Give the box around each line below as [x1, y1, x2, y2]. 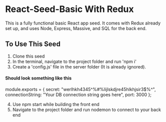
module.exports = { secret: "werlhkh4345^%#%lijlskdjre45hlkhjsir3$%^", [5, 86, 156, 92]
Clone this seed [12, 53, 45, 59]
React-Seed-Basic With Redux [5, 3, 134, 15]
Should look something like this [5, 75, 72, 81]
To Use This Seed [5, 40, 61, 48]
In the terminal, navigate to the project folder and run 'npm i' [12, 58, 136, 64]
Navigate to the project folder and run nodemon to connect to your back [12, 106, 161, 112]
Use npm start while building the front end [12, 101, 100, 107]
